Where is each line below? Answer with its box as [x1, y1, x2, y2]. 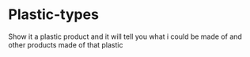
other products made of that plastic [8, 40, 123, 49]
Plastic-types [8, 6, 99, 24]
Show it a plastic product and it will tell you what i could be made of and [8, 32, 243, 41]
